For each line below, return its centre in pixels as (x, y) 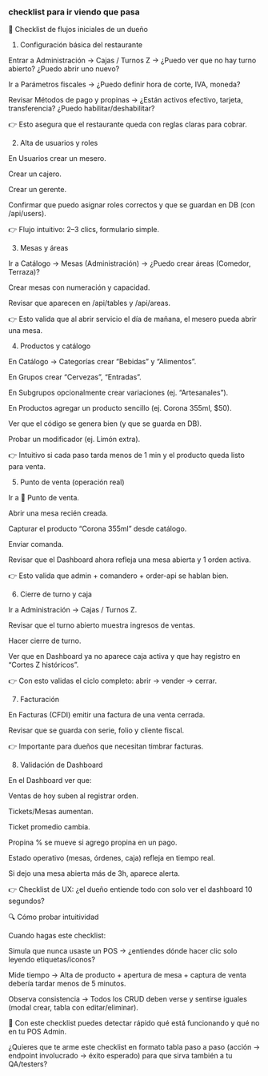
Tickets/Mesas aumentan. (51, 812)
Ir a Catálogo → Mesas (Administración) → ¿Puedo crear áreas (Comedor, (130, 263)
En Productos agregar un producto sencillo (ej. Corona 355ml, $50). (120, 408)
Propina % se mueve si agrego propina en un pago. (93, 842)
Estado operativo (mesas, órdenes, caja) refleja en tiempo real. (112, 858)
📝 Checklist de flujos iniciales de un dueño (78, 30)
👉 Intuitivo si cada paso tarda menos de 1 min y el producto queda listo (127, 456)
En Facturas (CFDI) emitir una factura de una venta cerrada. (107, 715)
